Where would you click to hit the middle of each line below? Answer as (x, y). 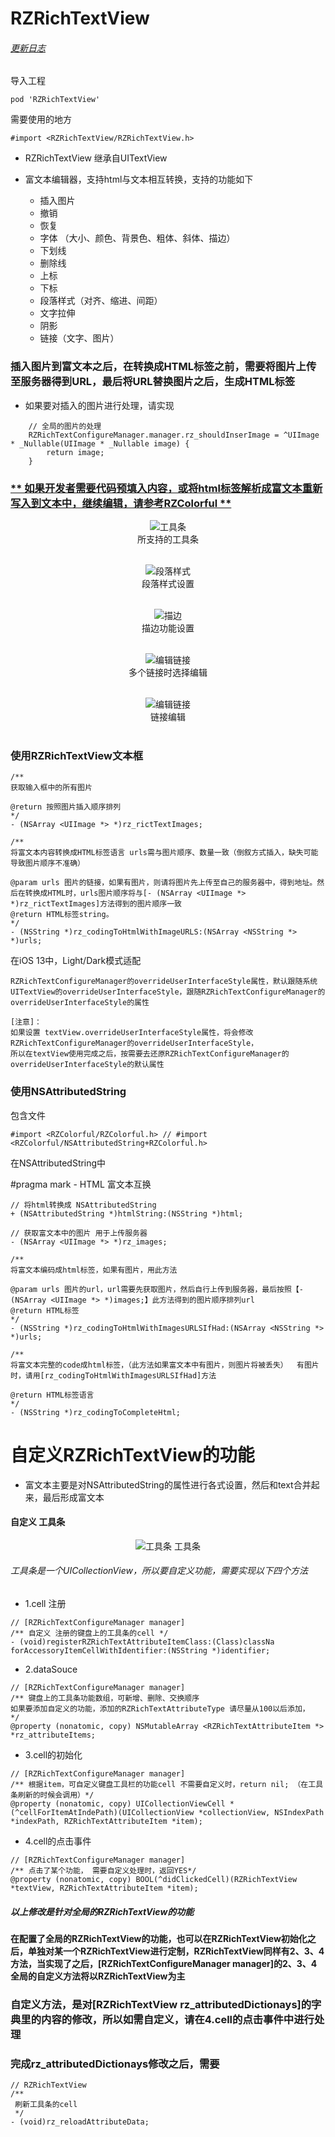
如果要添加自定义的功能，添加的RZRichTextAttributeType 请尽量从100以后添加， (160, 1708)
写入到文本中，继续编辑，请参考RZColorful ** (121, 503)
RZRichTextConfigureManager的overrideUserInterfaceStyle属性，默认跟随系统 (164, 982)
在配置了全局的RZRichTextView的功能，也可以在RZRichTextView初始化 (159, 1938)
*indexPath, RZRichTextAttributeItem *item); (106, 1821)
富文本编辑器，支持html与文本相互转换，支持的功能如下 (139, 179)
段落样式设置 (168, 583)
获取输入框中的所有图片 (51, 788)
